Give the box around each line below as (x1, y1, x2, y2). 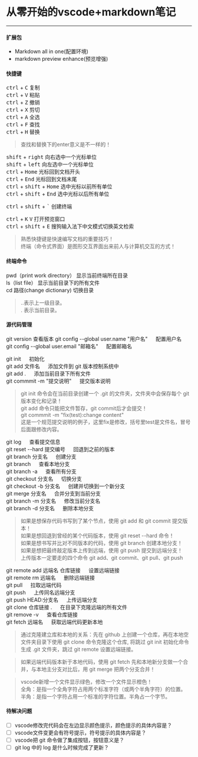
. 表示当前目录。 (20, 306, 60, 314)
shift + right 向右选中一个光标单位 (6, 154, 97, 161)
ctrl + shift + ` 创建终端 (6, 203, 72, 210)
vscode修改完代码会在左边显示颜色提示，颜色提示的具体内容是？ (14, 722, 173, 729)
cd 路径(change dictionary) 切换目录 (6, 286, 94, 293)
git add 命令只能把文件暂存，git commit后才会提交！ (20, 404, 147, 412)
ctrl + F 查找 (6, 121, 40, 128)
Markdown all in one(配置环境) (14, 48, 88, 55)
